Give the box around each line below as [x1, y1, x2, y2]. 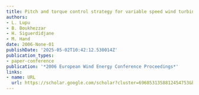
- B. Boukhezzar [6, 25, 46, 31]
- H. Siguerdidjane [6, 31, 54, 37]
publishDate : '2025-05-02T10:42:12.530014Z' [6, 47, 118, 53]
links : [6, 69, 23, 75]
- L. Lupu [6, 19, 31, 25]
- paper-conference [6, 58, 54, 64]
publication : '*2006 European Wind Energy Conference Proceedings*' [6, 63, 179, 70]
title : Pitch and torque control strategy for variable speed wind [6, 8, 176, 15]
